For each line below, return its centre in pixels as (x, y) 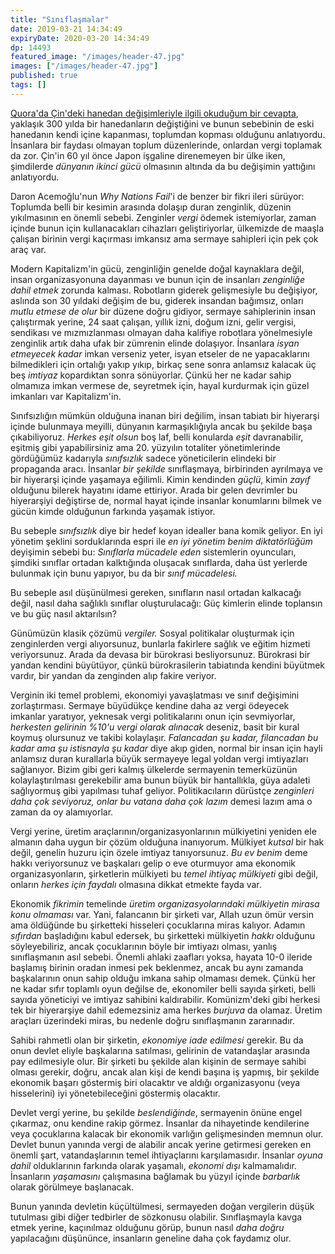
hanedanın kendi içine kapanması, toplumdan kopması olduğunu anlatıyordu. (168, 134)
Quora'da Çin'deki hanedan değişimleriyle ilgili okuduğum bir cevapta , (154, 113)
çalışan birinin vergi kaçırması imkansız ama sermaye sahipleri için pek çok (164, 238)
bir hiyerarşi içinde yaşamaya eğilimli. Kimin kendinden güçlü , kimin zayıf (160, 479)
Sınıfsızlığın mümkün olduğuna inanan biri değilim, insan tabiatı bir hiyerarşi (165, 415)
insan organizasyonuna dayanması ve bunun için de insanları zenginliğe (157, 279)
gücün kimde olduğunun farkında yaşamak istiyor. (113, 511)
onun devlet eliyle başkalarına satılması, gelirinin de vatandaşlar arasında (160, 1050)
